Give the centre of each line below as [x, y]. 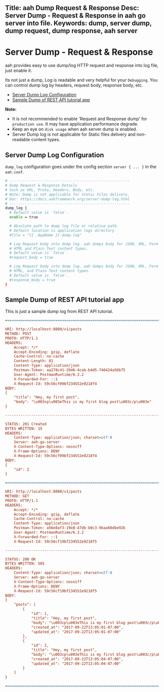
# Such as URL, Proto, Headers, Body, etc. [50, 190]
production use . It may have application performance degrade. [75, 124]
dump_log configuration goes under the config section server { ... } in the [81, 167]
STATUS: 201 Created [26, 424]
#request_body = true [31, 258]
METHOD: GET [17, 496]
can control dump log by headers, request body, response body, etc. [74, 85]
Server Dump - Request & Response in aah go [75, 16]
